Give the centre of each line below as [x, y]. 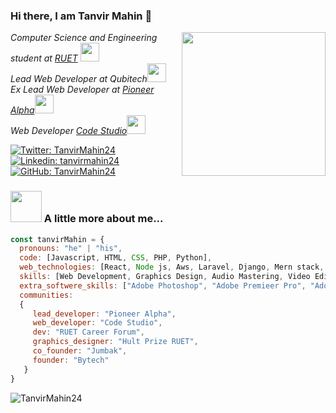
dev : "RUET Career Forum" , [88, 332]
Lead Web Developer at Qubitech [79, 79]
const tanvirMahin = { [57, 239]
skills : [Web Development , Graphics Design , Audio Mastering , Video [165, 277]
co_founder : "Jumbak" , [80, 351]
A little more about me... [103, 219]
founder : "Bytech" [71, 360]
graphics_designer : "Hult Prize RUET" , [115, 342]
